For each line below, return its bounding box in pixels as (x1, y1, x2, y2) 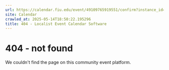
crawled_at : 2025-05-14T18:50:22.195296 (5, 16, 92, 21)
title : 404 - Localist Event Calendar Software (5, 21, 107, 26)
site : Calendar (5, 12, 37, 17)
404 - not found (5, 43, 73, 54)
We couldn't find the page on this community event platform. (5, 59, 131, 65)
